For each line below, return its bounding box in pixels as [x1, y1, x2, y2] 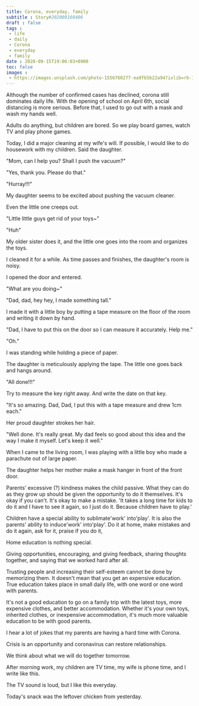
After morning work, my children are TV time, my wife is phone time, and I [6, 664, 187, 671]
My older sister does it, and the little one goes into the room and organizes [6, 238, 188, 245]
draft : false [6, 20, 41, 26]
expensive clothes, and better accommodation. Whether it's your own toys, [6, 605, 190, 612]
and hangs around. [6, 367, 52, 374]
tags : [6, 25, 23, 31]
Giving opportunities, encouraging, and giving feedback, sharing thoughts [6, 550, 187, 557]
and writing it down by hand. [6, 314, 76, 322]
